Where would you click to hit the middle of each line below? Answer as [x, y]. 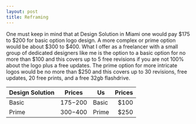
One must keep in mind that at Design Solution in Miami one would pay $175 [98, 34]
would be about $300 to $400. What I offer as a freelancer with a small [92, 46]
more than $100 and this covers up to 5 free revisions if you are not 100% [95, 59]
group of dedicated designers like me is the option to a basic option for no [96, 53]
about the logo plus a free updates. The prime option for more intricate [92, 65]
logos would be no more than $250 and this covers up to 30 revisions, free [97, 71]
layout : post [22, 12]
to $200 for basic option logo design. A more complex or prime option [91, 40]
